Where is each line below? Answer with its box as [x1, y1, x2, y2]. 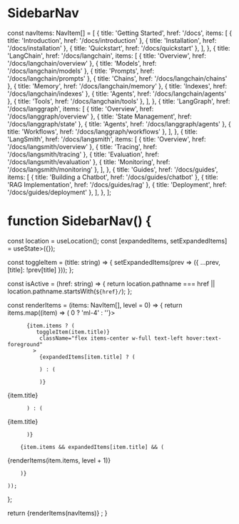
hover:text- [185, 334, 222, 342]
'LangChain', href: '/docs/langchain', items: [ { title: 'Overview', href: [7, 51, 207, 60]
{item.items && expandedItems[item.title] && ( [20, 443, 164, 450]
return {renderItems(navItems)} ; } [7, 508, 108, 517]
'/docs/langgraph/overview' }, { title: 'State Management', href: [7, 112, 193, 121]
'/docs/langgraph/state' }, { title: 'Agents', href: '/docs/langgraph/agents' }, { [7, 119, 232, 128]
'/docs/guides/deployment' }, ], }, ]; [7, 188, 112, 196]
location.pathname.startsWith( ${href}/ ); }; [7, 287, 133, 296]
